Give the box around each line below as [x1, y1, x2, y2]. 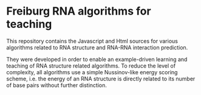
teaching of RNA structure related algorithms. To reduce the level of [6, 62, 176, 69]
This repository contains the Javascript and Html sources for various [6, 37, 178, 44]
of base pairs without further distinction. [6, 81, 107, 89]
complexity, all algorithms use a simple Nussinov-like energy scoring [6, 68, 178, 76]
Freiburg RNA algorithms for [6, 4, 151, 18]
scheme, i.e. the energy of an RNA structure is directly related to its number [6, 75, 196, 82]
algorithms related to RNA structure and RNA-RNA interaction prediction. [6, 44, 188, 51]
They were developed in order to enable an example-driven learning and [6, 55, 188, 63]
